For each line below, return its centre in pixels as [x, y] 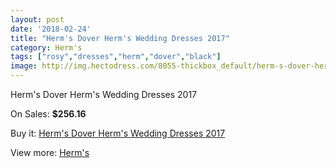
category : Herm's [46, 47]
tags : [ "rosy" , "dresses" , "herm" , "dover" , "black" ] [116, 57]
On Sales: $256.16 [48, 114]
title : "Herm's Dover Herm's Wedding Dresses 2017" [120, 38]
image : [24, 66]
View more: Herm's [50, 152]
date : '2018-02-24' [51, 29]
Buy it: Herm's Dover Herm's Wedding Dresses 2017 [118, 133]
